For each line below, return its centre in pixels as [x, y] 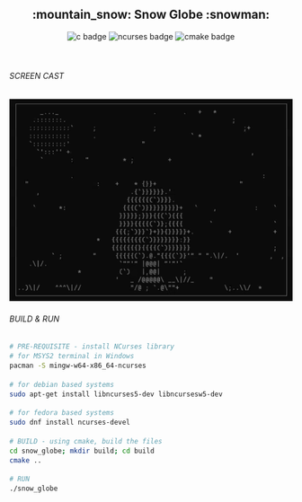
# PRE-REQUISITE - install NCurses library [92, 347]
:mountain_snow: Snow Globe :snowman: [151, 15]
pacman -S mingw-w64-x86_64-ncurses [78, 365]
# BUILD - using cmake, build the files [86, 441]
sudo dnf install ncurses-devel [70, 423]
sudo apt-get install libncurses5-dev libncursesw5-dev [116, 394]
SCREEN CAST [37, 76]
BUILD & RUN [35, 319]
